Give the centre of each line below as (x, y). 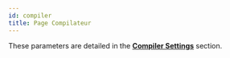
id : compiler (30, 15)
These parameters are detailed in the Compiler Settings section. (115, 45)
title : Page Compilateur (50, 23)
